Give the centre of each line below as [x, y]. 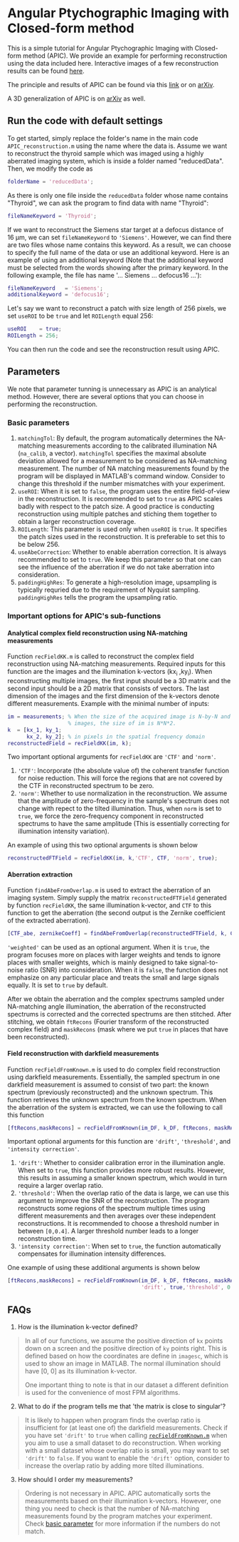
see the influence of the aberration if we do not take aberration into [116, 567]
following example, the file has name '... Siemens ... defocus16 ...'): [105, 275]
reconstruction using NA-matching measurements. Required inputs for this [117, 664]
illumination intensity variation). [63, 831]
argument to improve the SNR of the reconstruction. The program [113, 1201]
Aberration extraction [40, 874]
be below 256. [39, 545]
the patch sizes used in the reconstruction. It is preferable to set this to [121, 537]
